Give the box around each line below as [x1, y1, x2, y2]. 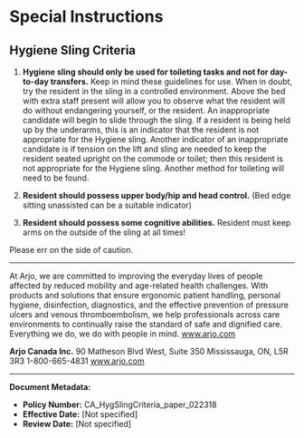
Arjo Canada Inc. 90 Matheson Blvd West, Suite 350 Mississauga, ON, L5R [9, 346, 289, 356]
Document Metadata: [9, 382, 91, 392]
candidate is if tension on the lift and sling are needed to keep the [22, 143, 267, 154]
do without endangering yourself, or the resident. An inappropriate [22, 105, 270, 115]
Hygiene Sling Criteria [9, 43, 137, 58]
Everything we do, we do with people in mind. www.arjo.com [9, 328, 236, 339]
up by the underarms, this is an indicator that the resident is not [22, 124, 260, 135]
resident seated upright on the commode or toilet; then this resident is [22, 153, 283, 164]
